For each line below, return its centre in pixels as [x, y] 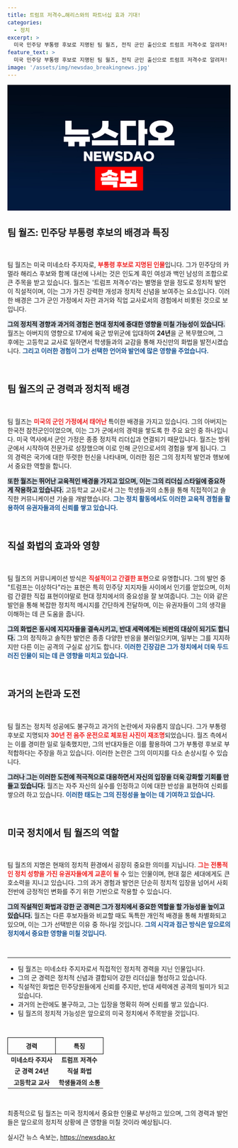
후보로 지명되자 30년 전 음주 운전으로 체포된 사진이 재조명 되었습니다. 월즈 [108, 735]
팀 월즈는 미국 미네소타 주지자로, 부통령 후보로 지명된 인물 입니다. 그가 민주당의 [114, 265]
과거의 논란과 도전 [44, 694]
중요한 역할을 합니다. [43, 466]
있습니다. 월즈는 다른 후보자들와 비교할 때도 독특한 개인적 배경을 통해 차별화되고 [117, 916]
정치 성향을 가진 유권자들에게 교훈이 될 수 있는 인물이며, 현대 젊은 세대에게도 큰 [122, 874]
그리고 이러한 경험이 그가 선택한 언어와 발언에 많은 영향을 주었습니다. [115, 351]
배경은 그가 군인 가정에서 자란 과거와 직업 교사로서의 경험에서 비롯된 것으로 [118, 300]
